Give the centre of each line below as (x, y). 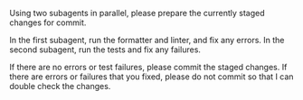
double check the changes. (60, 86)
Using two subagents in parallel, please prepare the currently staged (137, 13)
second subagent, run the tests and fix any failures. (105, 50)
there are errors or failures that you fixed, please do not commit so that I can (151, 77)
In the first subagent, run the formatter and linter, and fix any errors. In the (147, 40)
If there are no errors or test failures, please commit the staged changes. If (148, 67)
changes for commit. (48, 23)
